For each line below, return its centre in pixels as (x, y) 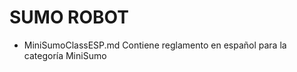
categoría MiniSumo (65, 55)
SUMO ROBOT (69, 17)
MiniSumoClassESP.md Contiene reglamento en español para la (155, 45)
